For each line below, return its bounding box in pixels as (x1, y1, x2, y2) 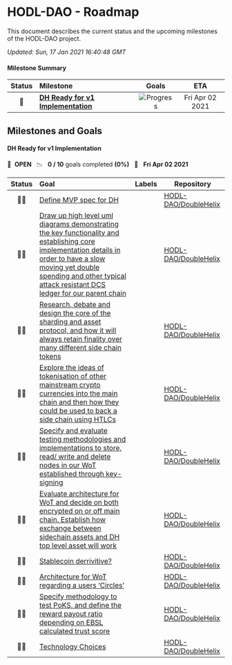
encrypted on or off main (39, 506, 120, 516)
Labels (134, 179, 157, 189)
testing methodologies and (39, 434, 126, 444)
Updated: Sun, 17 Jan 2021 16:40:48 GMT (7, 48, 126, 56)
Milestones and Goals (7, 125, 102, 137)
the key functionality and (39, 227, 119, 237)
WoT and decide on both (39, 497, 119, 507)
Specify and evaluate (39, 426, 108, 435)
